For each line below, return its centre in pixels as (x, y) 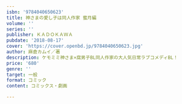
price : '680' (23, 63)
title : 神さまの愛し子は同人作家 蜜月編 (51, 18)
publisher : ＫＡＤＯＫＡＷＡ (40, 35)
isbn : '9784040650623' (35, 12)
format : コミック (27, 80)
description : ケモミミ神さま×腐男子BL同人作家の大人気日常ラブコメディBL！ (92, 58)
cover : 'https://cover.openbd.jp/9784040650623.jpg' (75, 46)
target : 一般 (22, 75)
